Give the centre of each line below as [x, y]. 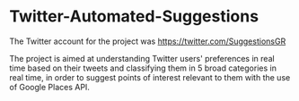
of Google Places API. [49, 87]
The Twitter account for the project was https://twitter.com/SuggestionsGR [148, 41]
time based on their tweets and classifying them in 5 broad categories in [143, 68]
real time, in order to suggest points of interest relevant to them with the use [150, 77]
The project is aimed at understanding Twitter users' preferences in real [142, 58]
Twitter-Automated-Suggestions [134, 17]
